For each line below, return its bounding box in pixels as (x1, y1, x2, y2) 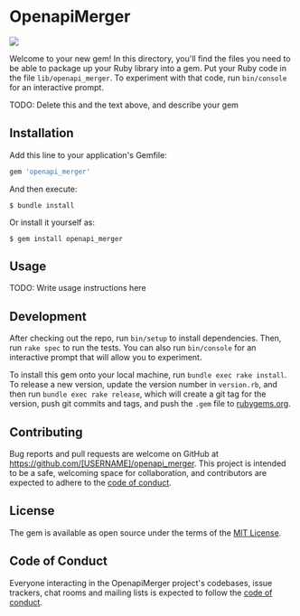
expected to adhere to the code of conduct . (9, 477, 172, 489)
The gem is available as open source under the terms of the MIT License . (9, 527, 282, 538)
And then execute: (9, 183, 78, 194)
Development (9, 309, 88, 324)
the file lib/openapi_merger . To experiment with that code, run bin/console (9, 72, 287, 83)
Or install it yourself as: (9, 217, 95, 228)
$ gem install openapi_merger (9, 234, 124, 243)
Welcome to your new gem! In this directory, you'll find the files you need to (9, 52, 291, 64)
